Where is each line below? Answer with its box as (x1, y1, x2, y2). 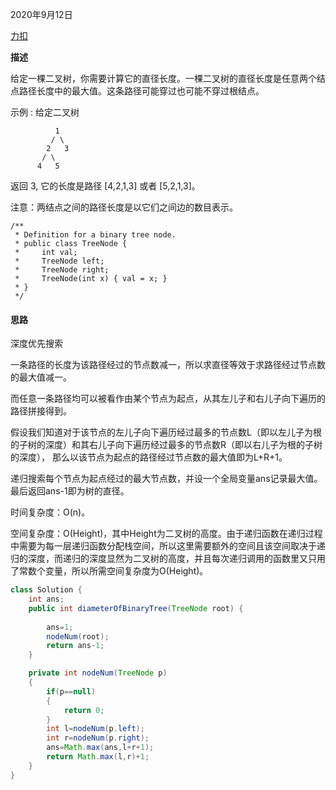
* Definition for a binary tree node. (14, 230, 177, 240)
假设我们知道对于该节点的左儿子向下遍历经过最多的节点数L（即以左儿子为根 (10, 426, 322, 438)
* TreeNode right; (14, 265, 110, 275)
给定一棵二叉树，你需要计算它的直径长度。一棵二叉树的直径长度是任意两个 (10, 73, 317, 84)
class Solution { (10, 585, 83, 595)
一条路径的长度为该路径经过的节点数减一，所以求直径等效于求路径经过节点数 (10, 359, 326, 371)
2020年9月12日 (10, 9, 73, 20)
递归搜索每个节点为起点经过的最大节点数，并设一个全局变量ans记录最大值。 (10, 473, 323, 485)
